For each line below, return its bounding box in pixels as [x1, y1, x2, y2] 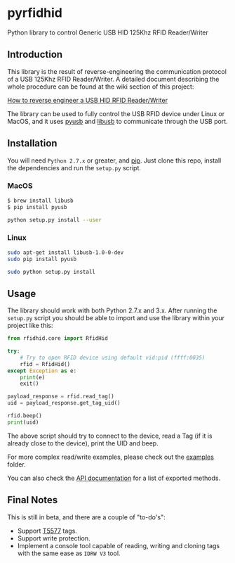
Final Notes [7, 494, 58, 506]
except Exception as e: [7, 367, 77, 374]
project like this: [7, 322, 53, 330]
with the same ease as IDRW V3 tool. [17, 549, 121, 557]
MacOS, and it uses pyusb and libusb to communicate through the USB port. [7, 117, 228, 125]
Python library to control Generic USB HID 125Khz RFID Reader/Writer [7, 28, 209, 37]
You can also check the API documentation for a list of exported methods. [7, 474, 221, 482]
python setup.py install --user [7, 216, 102, 223]
